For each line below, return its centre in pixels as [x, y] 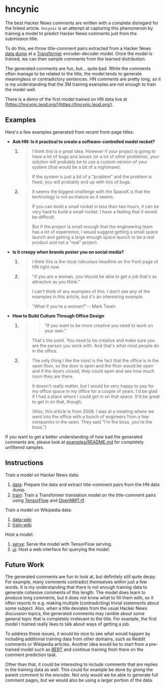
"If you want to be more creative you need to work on [99, 325]
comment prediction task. [31, 655]
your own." [55, 330]
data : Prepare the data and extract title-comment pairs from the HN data [86, 484]
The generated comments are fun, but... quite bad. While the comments [78, 68]
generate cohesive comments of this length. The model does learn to [75, 593]
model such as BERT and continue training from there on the [82, 650]
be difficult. [43, 217]
